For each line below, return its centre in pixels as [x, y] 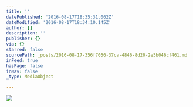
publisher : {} [23, 39]
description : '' [26, 33]
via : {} [16, 44]
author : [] [19, 28]
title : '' [18, 11]
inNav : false [22, 71]
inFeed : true [22, 60]
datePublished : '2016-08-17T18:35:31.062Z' [60, 17]
